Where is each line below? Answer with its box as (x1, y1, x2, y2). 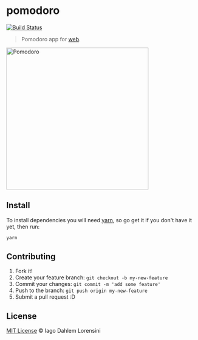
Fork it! (15, 268, 33, 275)
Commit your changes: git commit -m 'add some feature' (15, 280, 161, 288)
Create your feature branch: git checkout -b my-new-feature (15, 274, 168, 281)
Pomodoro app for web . (21, 35, 81, 42)
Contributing (6, 251, 56, 262)
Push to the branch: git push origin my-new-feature (15, 287, 148, 294)
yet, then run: (6, 223, 40, 230)
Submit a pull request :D (15, 293, 76, 301)
